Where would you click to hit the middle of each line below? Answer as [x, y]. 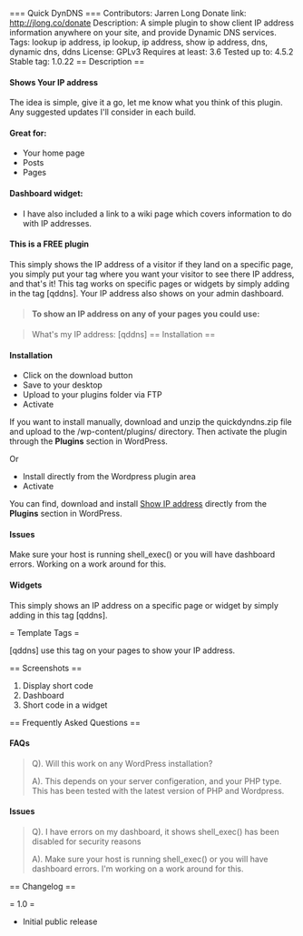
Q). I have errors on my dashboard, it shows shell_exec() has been [155, 832]
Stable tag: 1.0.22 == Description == [77, 61]
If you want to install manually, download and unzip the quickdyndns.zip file [151, 422]
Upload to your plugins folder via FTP [92, 395]
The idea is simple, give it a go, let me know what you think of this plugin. [146, 103]
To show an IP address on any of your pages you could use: [146, 314]
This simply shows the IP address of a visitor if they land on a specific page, [151, 264]
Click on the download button [78, 376]
